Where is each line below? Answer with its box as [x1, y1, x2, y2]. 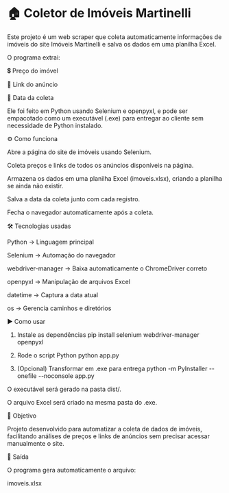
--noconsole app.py [38, 371, 95, 380]
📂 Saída [7, 453, 29, 461]
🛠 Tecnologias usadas [7, 222, 71, 230]
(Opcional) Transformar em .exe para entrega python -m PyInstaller [16, 364, 208, 372]
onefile [16, 371, 37, 380]
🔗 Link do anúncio [7, 80, 58, 88]
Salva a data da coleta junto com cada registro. [7, 194, 141, 203]
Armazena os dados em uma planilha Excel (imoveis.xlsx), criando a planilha [7, 174, 223, 182]
